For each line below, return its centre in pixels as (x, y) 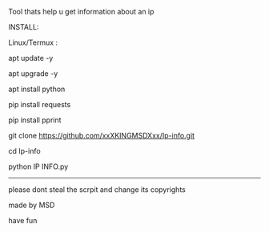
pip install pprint (35, 120)
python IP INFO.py (38, 166)
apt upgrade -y (33, 74)
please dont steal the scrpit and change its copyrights (97, 190)
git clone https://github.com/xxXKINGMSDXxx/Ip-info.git (101, 136)
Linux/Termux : (33, 42)
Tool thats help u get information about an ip (81, 12)
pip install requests (40, 104)
